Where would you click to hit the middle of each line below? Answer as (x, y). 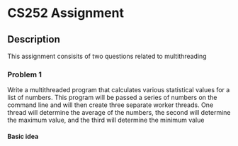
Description (34, 39)
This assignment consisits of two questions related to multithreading (107, 56)
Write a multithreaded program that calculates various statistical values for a (119, 90)
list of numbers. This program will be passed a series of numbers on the (112, 98)
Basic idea (23, 136)
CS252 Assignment (66, 13)
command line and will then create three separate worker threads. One (110, 105)
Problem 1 (25, 74)
